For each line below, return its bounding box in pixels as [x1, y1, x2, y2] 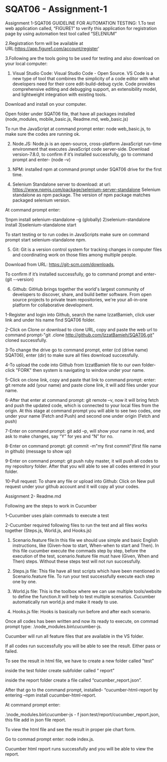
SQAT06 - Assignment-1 [5, 3, 107, 15]
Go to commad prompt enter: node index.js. [5, 736, 94, 742]
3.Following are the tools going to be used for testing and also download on [5, 55, 160, 61]
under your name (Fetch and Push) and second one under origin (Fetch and [5, 413, 160, 419]
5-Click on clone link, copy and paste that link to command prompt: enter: [5, 377, 156, 383]
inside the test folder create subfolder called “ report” [5, 667, 115, 673]
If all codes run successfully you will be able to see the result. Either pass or [5, 643, 161, 649]
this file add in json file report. [5, 717, 66, 723]
